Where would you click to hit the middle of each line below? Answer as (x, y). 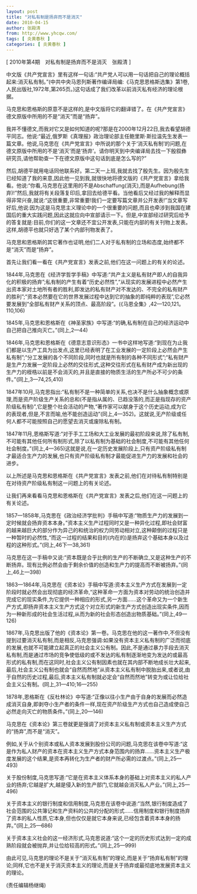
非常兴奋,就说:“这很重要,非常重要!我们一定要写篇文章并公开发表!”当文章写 (99, 200)
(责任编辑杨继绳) (26, 885)
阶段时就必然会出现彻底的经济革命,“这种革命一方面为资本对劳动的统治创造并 (98, 591)
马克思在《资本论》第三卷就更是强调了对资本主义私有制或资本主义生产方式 (96, 724)
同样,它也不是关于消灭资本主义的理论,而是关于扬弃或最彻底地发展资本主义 (102, 865)
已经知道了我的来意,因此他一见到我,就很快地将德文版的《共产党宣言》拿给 (95, 178)
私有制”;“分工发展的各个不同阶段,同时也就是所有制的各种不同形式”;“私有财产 (98, 357)
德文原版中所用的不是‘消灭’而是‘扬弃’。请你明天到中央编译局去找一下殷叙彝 (96, 151)
